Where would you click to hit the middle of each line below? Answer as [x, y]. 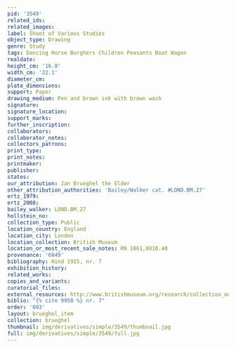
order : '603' [26, 307]
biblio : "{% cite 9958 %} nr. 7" [56, 301]
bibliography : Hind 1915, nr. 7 [54, 262]
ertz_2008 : [23, 203]
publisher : [23, 170]
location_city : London [40, 236]
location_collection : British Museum [63, 242]
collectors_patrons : [38, 145]
